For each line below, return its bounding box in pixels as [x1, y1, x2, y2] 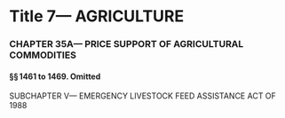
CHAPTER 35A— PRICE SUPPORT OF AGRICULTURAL [9, 38, 244, 51]
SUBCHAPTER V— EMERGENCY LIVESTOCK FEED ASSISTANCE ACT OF [9, 90, 277, 101]
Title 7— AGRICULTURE [9, 6, 185, 27]
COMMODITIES [9, 49, 77, 61]
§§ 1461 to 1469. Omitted [9, 71, 101, 82]
